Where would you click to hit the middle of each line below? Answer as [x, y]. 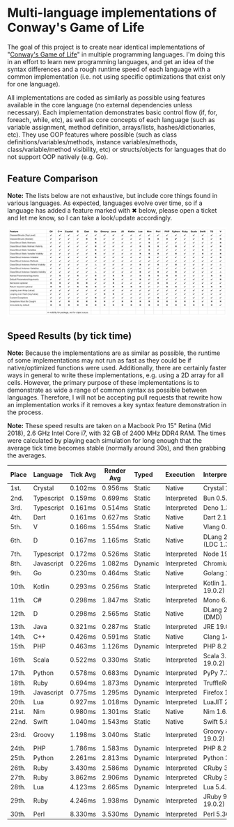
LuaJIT [213, 702]
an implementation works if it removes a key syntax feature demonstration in [117, 404]
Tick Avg [83, 474]
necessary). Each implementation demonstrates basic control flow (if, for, [112, 112]
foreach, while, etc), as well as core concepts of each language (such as [111, 119]
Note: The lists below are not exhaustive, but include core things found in [112, 195]
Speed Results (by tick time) [70, 336]
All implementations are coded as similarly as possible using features [106, 97]
